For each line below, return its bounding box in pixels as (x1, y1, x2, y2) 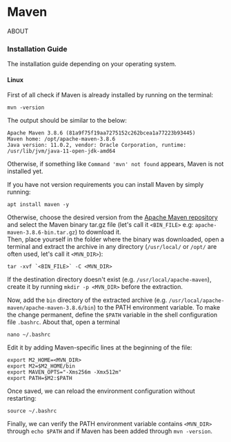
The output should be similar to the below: (7, 117, 128, 125)
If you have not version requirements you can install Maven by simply (7, 181, 204, 189)
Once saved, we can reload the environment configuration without (7, 387, 195, 395)
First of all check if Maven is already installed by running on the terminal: (7, 91, 214, 99)
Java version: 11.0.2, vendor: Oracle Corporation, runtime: (7, 142, 187, 149)
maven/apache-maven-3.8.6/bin (7, 305, 94, 312)
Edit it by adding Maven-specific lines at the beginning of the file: (7, 343, 192, 352)
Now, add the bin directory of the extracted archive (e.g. (7, 296, 168, 304)
